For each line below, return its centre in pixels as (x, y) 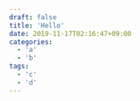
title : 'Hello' (37, 25)
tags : (19, 67)
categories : (31, 42)
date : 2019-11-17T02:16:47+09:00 (70, 33)
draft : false (33, 17)
